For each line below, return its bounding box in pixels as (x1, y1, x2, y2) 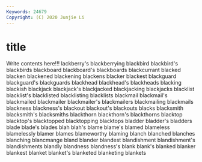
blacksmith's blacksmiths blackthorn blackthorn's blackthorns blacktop (6, 111, 183, 118)
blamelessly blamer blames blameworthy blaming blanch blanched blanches (6, 130, 195, 137)
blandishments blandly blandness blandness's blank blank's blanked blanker (6, 143, 196, 150)
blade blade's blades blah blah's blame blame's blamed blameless (6, 124, 170, 131)
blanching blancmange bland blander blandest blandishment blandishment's (6, 136, 195, 144)
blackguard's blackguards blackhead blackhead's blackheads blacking (6, 79, 182, 86)
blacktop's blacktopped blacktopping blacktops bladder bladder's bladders (6, 118, 192, 125)
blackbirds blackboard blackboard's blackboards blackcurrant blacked (6, 67, 182, 74)
